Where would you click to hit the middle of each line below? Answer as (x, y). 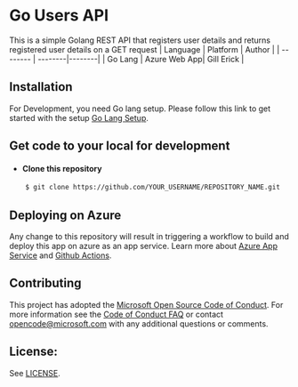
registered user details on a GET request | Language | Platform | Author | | (145, 49)
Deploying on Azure (65, 215)
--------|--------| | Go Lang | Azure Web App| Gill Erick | (141, 59)
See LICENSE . (35, 373)
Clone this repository (62, 168)
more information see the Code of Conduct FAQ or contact (117, 314)
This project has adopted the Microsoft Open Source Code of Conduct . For (146, 304)
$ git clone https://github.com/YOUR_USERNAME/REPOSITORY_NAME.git (153, 188)
